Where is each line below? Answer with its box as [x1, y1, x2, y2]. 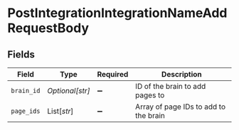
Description [161, 70, 203, 79]
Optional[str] [47, 86, 90, 95]
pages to [134, 90, 165, 100]
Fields [7, 48, 36, 60]
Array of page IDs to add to [134, 102, 226, 112]
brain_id [11, 87, 41, 94]
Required [97, 70, 129, 79]
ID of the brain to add [134, 82, 206, 91]
